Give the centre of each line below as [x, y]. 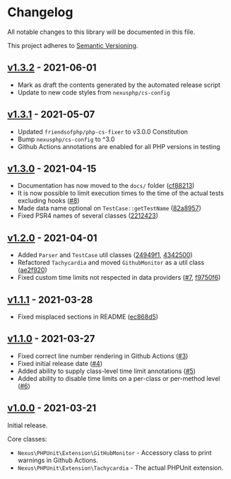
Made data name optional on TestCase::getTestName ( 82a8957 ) [109, 208]
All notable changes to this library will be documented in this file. [101, 32]
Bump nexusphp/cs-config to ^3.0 [66, 139]
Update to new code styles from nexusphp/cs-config [94, 92]
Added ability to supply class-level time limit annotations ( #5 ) [107, 371]
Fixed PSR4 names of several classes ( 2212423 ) [88, 215]
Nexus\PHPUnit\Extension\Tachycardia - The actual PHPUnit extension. [120, 468]
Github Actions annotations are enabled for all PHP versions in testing [119, 146]
